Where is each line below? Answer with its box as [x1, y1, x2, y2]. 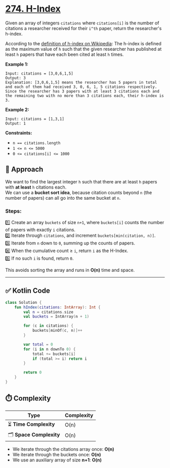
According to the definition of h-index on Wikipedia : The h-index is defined [5, 40, 162, 46]
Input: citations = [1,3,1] [5, 116, 65, 121]
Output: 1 [5, 120, 26, 126]
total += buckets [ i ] [32, 351, 76, 356]
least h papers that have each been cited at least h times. [5, 51, 124, 57]
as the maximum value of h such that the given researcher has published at [5, 46, 162, 52]
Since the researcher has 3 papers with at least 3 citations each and [5, 88, 159, 94]
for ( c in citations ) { [23, 323, 73, 328]
